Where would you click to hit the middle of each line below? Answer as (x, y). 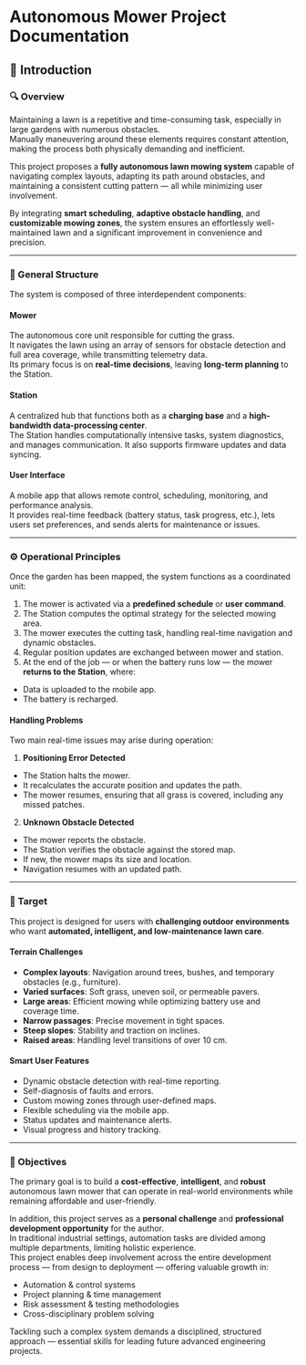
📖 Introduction (51, 70)
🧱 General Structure (54, 274)
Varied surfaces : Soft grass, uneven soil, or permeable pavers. (141, 991)
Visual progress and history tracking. (92, 1130)
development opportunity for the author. (87, 1228)
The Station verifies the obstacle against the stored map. (129, 849)
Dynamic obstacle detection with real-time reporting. (122, 1081)
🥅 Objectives (38, 1162)
